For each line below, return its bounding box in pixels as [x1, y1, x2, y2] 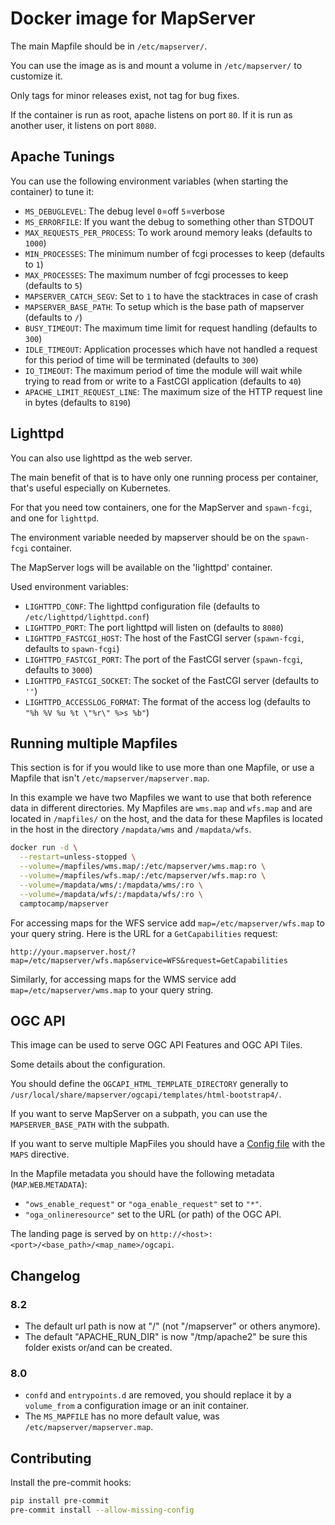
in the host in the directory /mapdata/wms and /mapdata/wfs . [10, 823, 252, 836]
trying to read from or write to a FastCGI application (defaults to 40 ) [24, 375, 302, 387]
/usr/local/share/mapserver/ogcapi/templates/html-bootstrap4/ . [10, 1088, 282, 1101]
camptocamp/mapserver [19, 898, 110, 909]
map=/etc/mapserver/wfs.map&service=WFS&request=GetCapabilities [10, 955, 288, 966]
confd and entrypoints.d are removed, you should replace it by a [24, 1389, 292, 1401]
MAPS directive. [10, 1148, 70, 1161]
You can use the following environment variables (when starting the [10, 175, 289, 187]
